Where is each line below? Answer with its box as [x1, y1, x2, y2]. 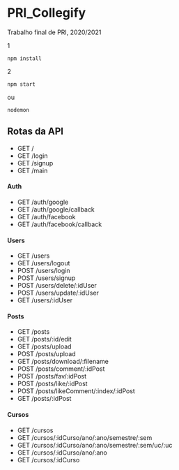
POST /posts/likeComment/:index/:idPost [17, 387, 136, 395]
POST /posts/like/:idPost [17, 379, 88, 388]
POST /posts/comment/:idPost [17, 365, 105, 373]
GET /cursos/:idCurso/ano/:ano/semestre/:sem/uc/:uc [17, 441, 173, 449]
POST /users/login [17, 267, 70, 275]
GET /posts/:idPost [17, 395, 72, 403]
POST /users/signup [17, 274, 76, 282]
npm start [7, 80, 36, 88]
